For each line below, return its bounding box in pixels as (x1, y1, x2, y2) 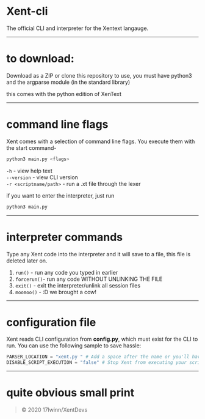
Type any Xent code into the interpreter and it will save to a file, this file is (6, 250, 191, 258)
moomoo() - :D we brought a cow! (15, 288, 96, 295)
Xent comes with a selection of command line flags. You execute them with (6, 138, 195, 145)
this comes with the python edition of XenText (6, 90, 122, 97)
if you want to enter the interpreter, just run (6, 191, 115, 199)
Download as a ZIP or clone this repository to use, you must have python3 (6, 72, 192, 79)
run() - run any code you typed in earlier (15, 269, 118, 276)
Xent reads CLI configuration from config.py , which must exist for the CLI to (6, 335, 198, 343)
